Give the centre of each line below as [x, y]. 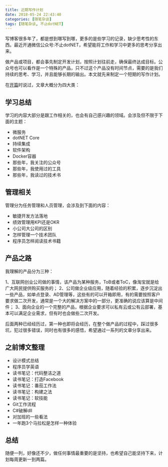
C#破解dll [22, 410]
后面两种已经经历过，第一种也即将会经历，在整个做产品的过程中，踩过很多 [82, 324]
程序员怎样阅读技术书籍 [36, 241]
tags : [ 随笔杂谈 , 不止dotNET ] [34, 24]
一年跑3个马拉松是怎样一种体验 [44, 423]
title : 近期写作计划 [24, 10]
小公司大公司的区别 [32, 228]
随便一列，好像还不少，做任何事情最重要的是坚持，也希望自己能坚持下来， [82, 453]
